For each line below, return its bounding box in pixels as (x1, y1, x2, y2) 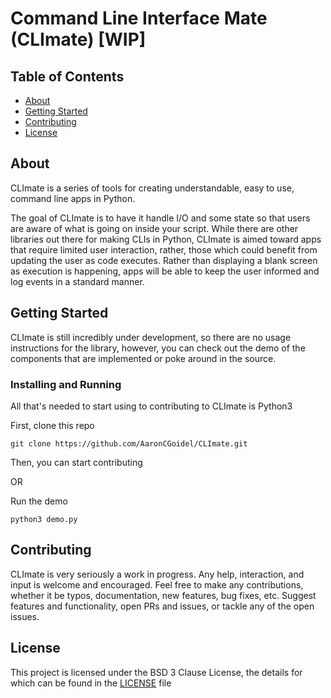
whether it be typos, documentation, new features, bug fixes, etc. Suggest (10, 589, 317, 601)
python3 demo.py (10, 514, 78, 524)
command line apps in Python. (10, 192, 136, 204)
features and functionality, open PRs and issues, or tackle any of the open (10, 600, 315, 612)
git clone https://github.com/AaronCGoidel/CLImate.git (10, 438, 248, 449)
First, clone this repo (10, 419, 95, 431)
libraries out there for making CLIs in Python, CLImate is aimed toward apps (10, 233, 322, 245)
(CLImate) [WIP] (10, 28, 147, 51)
